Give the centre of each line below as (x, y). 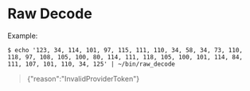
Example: (23, 36)
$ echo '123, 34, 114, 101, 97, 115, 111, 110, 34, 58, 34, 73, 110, (125, 50)
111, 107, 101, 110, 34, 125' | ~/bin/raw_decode (92, 64)
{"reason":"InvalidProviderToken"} (83, 78)
